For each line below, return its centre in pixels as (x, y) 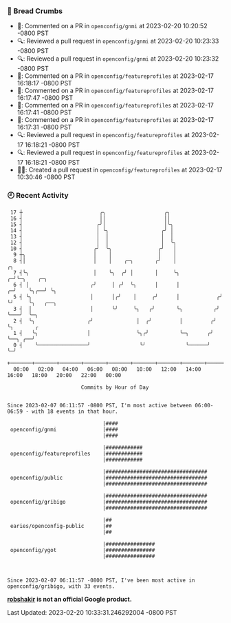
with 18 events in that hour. (75, 411)
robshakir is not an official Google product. (69, 599)
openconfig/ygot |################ (82, 550)
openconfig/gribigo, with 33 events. (61, 586)
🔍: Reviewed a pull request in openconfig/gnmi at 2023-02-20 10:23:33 (118, 41)
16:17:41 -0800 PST (44, 112)
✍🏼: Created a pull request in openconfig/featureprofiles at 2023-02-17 (120, 170)
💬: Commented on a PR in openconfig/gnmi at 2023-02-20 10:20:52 (112, 26)
